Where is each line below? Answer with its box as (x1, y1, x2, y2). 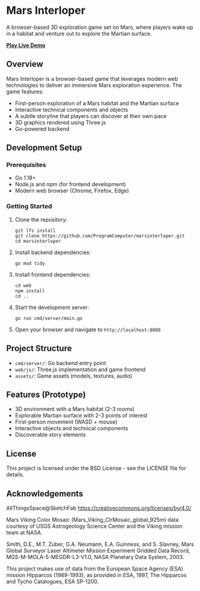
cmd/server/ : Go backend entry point (14, 359, 106, 366)
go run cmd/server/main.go (14, 315, 83, 321)
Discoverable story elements (14, 431, 86, 439)
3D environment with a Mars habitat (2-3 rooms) (14, 405, 135, 413)
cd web (14, 283, 32, 289)
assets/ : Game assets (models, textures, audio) (14, 372, 133, 380)
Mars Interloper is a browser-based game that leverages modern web (6, 75, 178, 82)
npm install (14, 287, 45, 294)
